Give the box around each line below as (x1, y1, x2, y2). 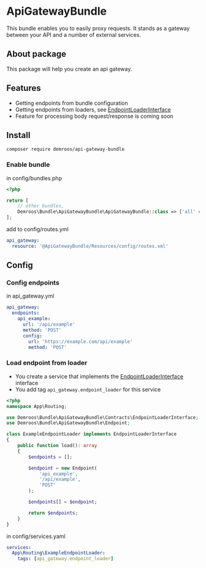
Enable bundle (6, 161, 50, 169)
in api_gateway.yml (6, 293, 55, 300)
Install (6, 130, 31, 140)
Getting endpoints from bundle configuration (15, 99, 129, 107)
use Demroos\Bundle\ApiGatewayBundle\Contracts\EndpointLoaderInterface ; (6, 414, 199, 421)
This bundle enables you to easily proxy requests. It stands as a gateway (6, 25, 190, 32)
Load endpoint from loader (6, 359, 88, 367)
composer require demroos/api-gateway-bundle (6, 146, 124, 153)
